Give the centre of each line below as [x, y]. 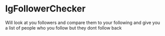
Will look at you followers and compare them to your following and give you [83, 22]
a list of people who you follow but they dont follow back [63, 27]
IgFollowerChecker [45, 9]
